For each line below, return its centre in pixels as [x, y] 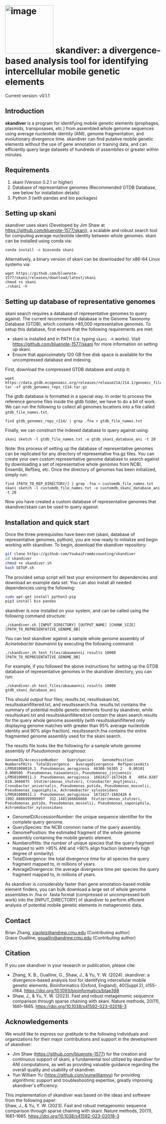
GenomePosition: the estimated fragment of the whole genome [76, 832]
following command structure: [36, 616]
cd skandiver [19, 559]
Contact [18, 921]
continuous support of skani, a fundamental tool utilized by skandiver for [86, 1059]
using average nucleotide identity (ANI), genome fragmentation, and [75, 133]
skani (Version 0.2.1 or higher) [42, 182]
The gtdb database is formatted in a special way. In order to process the [79, 396]
